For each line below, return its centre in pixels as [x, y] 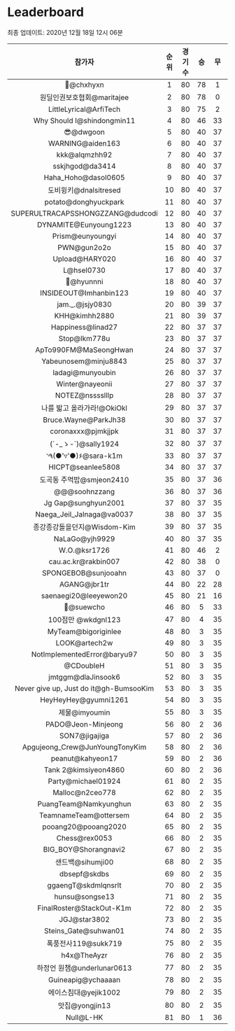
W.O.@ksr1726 [84, 550]
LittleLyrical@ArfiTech [84, 109]
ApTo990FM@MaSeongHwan [85, 349]
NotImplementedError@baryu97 [84, 654]
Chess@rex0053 [84, 838]
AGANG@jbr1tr [84, 584]
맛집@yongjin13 [84, 1005]
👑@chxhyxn [84, 85]
